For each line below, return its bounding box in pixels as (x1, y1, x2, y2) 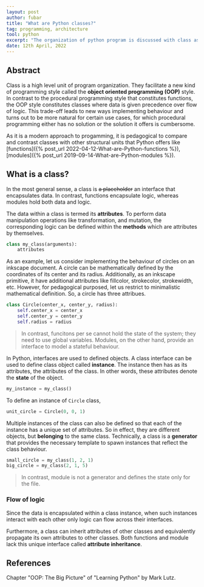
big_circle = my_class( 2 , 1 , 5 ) (6, 463, 88, 469)
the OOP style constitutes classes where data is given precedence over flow (6, 101, 197, 108)
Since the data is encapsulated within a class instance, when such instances (6, 509, 197, 516)
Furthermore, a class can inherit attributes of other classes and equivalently (6, 527, 195, 535)
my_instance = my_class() (6, 386, 72, 392)
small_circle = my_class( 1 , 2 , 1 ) (6, 457, 94, 463)
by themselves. (6, 229, 44, 237)
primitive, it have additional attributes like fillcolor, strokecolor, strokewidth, (6, 277, 193, 285)
